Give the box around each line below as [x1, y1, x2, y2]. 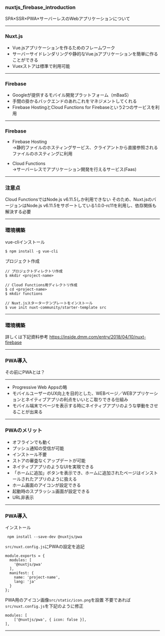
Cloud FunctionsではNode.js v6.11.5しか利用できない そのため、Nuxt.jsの [5, 196, 152, 202]
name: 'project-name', [14, 575, 60, 580]
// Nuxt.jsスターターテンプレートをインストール [5, 301, 93, 305]
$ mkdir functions [5, 291, 43, 296]
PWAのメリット [5, 427, 43, 434]
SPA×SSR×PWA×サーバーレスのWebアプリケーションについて [5, 16, 130, 22]
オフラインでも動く [12, 439, 52, 445]
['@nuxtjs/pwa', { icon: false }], [14, 617, 87, 622]
